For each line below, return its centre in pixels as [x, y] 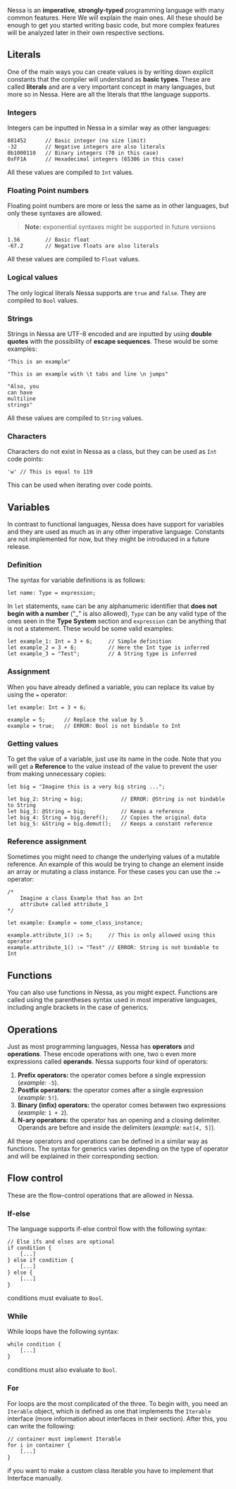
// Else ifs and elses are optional [61, 1242]
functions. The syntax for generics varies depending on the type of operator [118, 1149]
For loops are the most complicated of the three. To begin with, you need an [118, 1403]
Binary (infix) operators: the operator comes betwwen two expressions [122, 1105]
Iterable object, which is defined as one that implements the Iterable [109, 1411]
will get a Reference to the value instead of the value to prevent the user [112, 766]
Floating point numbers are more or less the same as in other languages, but [118, 206]
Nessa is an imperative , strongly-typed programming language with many [116, 10]
